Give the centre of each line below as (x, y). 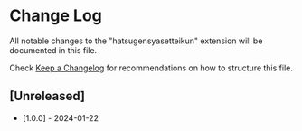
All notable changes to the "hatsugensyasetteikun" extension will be (136, 41)
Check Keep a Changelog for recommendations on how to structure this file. (151, 68)
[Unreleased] (47, 96)
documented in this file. (53, 50)
